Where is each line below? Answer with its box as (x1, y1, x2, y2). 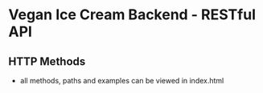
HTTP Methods (8, 55, 86, 68)
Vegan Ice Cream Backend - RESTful (8, 6, 256, 24)
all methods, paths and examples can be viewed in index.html (19, 76, 224, 85)
